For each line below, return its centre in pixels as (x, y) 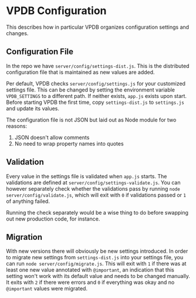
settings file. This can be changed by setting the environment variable (90, 90)
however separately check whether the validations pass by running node (93, 188)
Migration (24, 237)
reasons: (17, 126)
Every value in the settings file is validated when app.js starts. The (87, 176)
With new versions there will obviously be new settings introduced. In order (97, 251)
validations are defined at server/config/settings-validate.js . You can (93, 182)
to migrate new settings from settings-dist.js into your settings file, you (95, 258)
